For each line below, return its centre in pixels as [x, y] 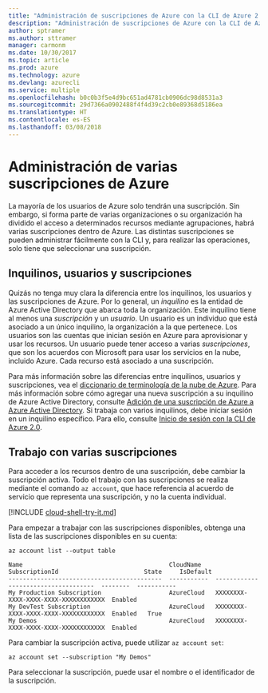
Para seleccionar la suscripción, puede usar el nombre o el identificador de [132, 672]
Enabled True [136, 614]
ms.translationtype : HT [48, 113]
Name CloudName [105, 565]
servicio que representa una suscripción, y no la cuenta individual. [117, 497]
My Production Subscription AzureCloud [106, 593]
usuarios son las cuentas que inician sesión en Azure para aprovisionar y [128, 335]
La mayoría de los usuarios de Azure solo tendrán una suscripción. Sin [124, 205]
